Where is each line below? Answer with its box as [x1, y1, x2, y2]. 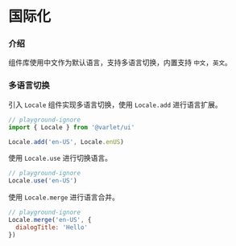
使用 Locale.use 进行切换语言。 [8, 154, 113, 163]
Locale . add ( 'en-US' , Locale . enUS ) [8, 137, 125, 146]
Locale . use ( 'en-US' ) [8, 177, 78, 185]
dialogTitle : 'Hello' [15, 223, 89, 232]
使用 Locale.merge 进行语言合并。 [8, 192, 119, 202]
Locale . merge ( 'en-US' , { [8, 216, 92, 224]
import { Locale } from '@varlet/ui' [8, 123, 135, 131]
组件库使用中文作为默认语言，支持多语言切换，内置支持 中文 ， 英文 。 [8, 58, 232, 68]
